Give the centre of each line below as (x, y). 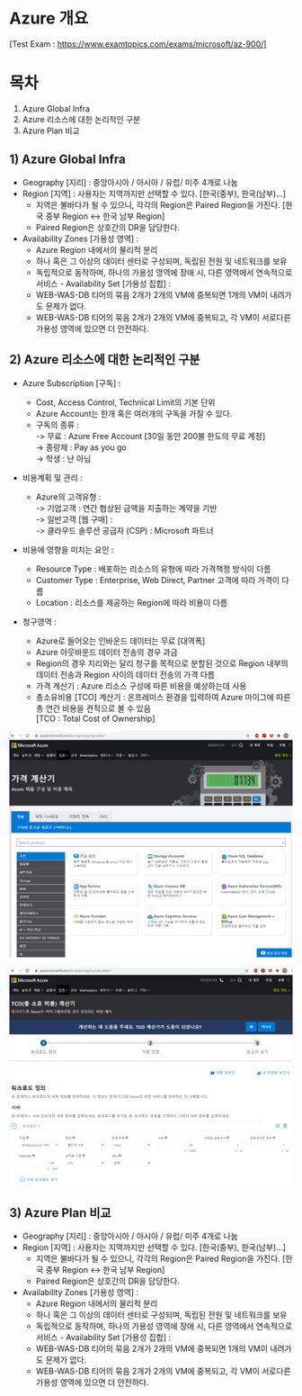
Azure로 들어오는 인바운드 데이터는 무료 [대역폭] (120, 641)
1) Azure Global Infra (67, 160)
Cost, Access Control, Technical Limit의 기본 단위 (125, 402)
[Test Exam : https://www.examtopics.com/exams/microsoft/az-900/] (138, 44)
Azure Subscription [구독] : (71, 383)
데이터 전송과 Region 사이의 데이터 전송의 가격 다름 (125, 674)
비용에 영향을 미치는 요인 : (68, 549)
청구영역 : (39, 621)
